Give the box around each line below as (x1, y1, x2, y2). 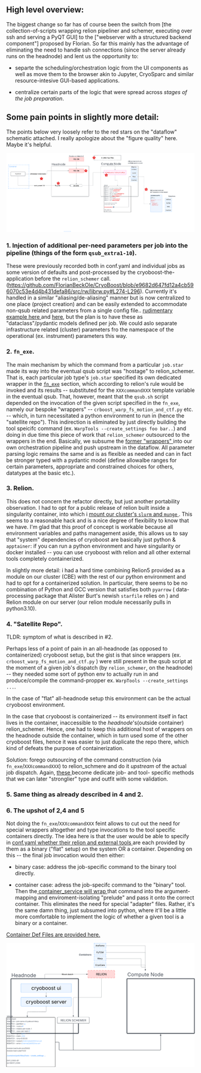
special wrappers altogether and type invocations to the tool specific (6, 826, 176, 833)
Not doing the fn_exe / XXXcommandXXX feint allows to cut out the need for (6, 820, 181, 827)
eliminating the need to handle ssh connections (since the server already (6, 46, 186, 53)
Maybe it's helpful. (6, 141, 52, 148)
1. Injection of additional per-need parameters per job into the (6, 241, 188, 249)
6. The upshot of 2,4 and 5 (6, 806, 85, 814)
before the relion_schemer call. (35, 275, 111, 282)
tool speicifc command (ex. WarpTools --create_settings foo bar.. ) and (6, 425, 187, 432)
